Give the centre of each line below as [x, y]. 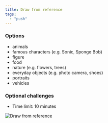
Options [15, 36]
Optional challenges [29, 96]
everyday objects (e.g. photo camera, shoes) [57, 73]
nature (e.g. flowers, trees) [39, 67]
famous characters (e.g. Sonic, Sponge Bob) [57, 51]
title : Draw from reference [34, 10]
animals [20, 47]
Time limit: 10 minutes [34, 106]
